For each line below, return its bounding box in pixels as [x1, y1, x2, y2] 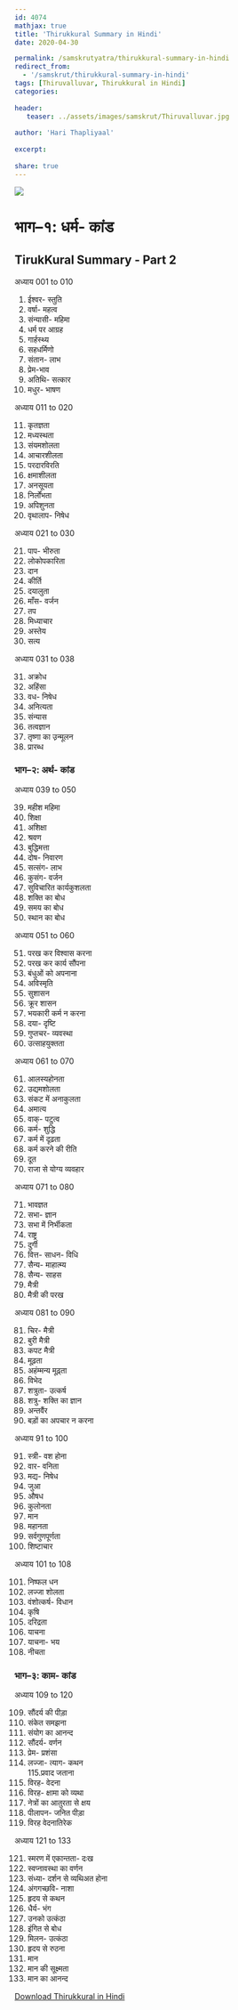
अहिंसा [27, 681, 47, 692]
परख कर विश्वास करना [27, 947, 92, 958]
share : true [14, 161, 59, 170]
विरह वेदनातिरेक [27, 1818, 73, 1828]
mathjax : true [14, 21, 67, 30]
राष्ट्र [27, 1229, 37, 1240]
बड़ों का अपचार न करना [27, 1414, 94, 1425]
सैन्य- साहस [27, 1269, 62, 1280]
